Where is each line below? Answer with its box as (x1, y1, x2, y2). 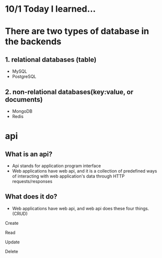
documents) (5, 95, 43, 103)
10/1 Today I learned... (5, 3, 96, 15)
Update (5, 239, 20, 245)
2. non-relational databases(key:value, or (5, 88, 134, 96)
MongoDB (12, 108, 33, 114)
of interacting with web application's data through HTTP (12, 173, 125, 179)
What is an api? (5, 150, 53, 158)
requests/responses (12, 179, 53, 184)
